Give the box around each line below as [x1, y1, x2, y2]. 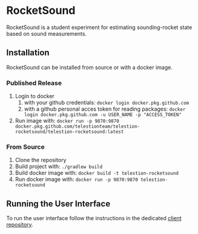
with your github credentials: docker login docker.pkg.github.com [24, 99, 190, 106]
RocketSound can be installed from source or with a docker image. [6, 63, 173, 71]
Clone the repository [15, 157, 67, 164]
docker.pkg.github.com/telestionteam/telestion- [15, 123, 140, 130]
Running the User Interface [6, 198, 111, 209]
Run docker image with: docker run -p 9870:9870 [15, 176, 138, 183]
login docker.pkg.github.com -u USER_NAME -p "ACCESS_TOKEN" [24, 112, 182, 118]
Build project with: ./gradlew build [15, 163, 103, 170]
